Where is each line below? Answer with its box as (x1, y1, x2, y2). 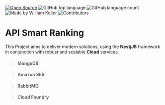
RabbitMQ (17, 83, 39, 89)
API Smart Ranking (5, 27, 84, 39)
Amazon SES (17, 72, 45, 78)
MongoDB (17, 60, 39, 66)
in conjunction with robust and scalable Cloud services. (5, 49, 119, 54)
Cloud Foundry (17, 94, 49, 100)
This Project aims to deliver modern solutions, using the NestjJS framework (5, 44, 161, 50)
